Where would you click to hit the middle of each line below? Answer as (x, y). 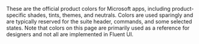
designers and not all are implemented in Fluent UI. (70, 34)
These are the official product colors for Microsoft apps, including (89, 9)
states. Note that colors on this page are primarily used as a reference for (98, 28)
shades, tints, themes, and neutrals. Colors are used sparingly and (110, 15)
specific (16, 15)
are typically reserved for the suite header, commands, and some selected (99, 21)
